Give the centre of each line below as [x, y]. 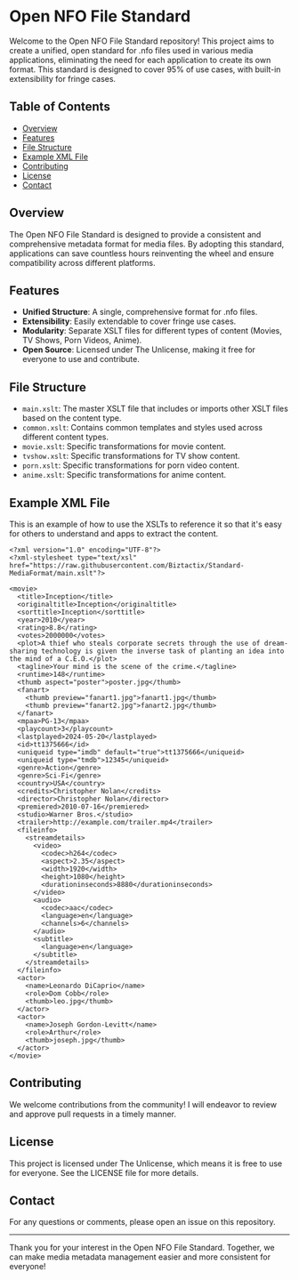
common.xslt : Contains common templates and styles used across [142, 428]
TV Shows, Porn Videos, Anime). [82, 341]
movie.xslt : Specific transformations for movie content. [124, 447]
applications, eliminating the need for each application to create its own [140, 60]
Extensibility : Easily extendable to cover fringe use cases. [129, 321]
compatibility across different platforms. [82, 262]
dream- [276, 643]
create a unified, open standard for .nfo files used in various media [131, 50]
